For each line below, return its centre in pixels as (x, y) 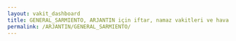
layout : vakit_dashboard (44, 14)
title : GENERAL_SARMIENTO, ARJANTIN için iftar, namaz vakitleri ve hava (118, 20)
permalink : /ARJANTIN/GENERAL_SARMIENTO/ (69, 26)
